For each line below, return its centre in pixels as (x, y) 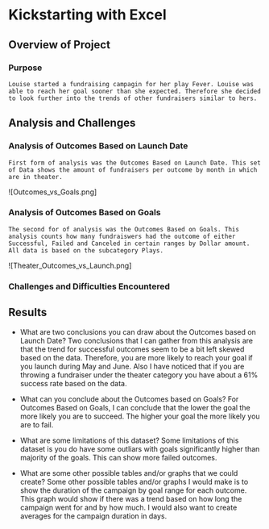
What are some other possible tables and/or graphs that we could (129, 473)
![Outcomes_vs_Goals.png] (53, 192)
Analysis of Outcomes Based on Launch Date (98, 146)
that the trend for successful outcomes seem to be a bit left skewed (132, 349)
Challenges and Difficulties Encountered (89, 286)
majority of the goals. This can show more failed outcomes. (118, 457)
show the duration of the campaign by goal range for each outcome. (133, 490)
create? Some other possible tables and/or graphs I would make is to (134, 481)
